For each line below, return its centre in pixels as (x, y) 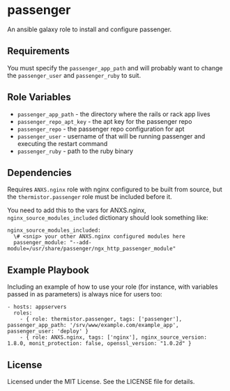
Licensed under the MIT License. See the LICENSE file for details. (101, 382)
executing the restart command (62, 143)
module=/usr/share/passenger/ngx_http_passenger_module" (92, 249)
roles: (23, 313)
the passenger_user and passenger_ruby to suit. (74, 75)
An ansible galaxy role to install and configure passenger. (90, 29)
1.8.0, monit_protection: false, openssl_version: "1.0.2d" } (99, 344)
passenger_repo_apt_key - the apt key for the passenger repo (105, 121)
